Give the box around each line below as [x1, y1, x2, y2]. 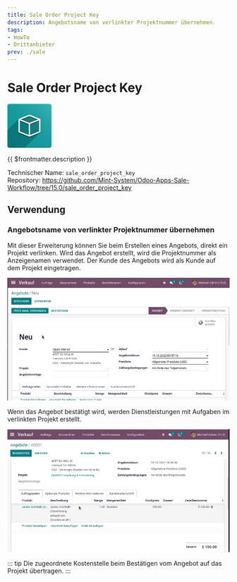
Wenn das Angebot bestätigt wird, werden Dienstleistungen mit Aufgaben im [7, 408, 230, 416]
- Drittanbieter [7, 41, 55, 49]
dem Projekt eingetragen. [7, 263, 81, 272]
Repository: [7, 176, 41, 184]
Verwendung [7, 204, 66, 216]
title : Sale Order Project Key [7, 11, 99, 18]
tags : [7, 26, 23, 33]
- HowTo [7, 34, 30, 41]
